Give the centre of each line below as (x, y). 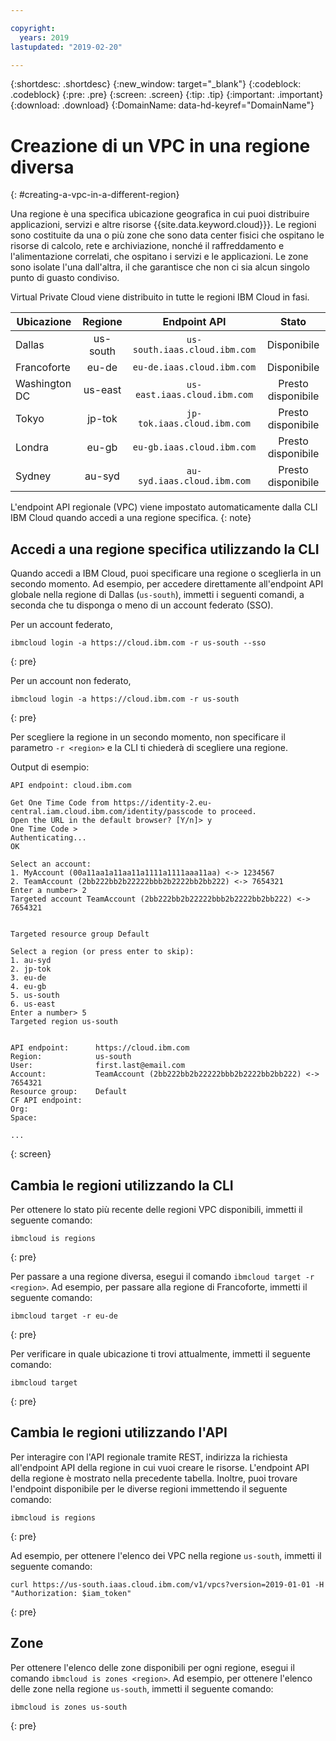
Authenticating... (48, 838)
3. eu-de (28, 978)
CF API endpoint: (46, 1101)
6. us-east (33, 1004)
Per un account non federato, (71, 681)
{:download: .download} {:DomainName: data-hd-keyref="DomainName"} (162, 105)
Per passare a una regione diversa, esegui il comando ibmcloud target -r (162, 1276)
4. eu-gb (28, 987)
